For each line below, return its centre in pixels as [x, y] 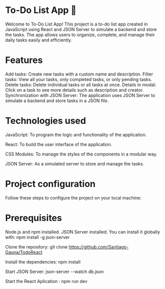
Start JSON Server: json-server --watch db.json [54, 271]
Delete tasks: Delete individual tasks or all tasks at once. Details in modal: [81, 84]
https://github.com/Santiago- [99, 246]
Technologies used [46, 121]
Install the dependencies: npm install [43, 261]
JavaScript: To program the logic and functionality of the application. [76, 134]
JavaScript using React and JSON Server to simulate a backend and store [81, 29]
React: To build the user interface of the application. [59, 144]
